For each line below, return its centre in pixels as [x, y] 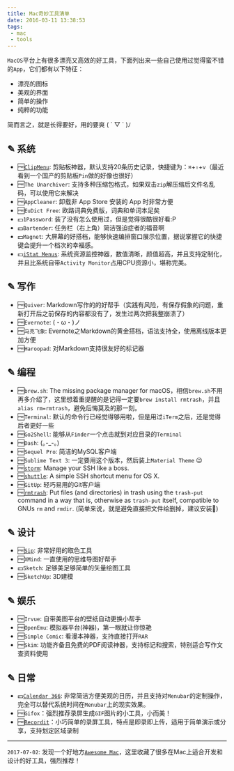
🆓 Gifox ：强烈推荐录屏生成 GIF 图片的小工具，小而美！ [94, 713]
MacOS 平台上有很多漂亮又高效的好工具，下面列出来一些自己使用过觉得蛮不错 [116, 61]
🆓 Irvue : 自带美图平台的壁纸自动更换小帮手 [79, 619]
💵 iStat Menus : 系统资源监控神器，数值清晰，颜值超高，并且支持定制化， [122, 254]
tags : [15, 26]
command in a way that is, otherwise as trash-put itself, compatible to [118, 500]
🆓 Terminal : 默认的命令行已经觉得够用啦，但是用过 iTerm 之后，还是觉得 [119, 416]
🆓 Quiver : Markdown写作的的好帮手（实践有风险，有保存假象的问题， [117, 304]
